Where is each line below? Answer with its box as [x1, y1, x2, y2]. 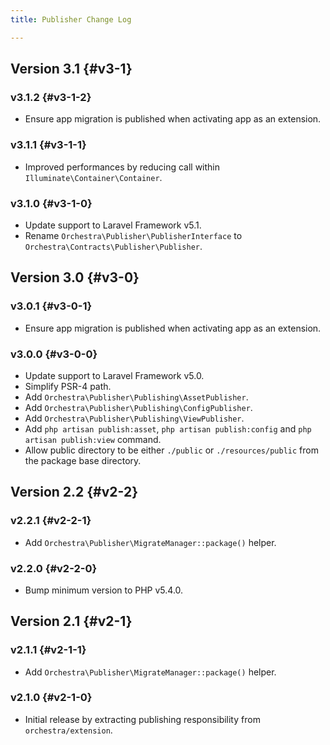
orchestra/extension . [24, 724, 113, 736]
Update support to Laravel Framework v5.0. [24, 369, 205, 381]
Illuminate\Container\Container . [24, 171, 163, 183]
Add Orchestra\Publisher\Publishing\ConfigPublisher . [24, 401, 253, 413]
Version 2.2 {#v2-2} [10, 484, 139, 501]
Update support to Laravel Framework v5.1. [24, 219, 202, 231]
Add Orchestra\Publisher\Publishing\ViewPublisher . [24, 412, 245, 424]
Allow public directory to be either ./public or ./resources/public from [24, 444, 319, 456]
